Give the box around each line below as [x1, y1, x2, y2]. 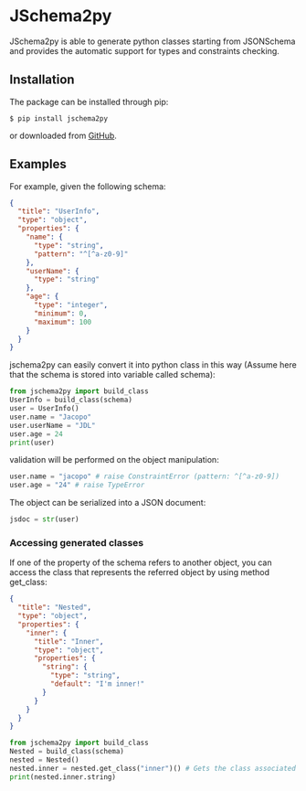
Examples [9, 156, 67, 172]
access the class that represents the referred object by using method [9, 567, 269, 578]
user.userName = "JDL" [9, 421, 96, 430]
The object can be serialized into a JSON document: [9, 497, 206, 508]
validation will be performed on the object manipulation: [9, 454, 219, 465]
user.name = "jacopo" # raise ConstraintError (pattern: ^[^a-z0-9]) [9, 472, 280, 481]
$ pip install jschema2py [9, 113, 108, 123]
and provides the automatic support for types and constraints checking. [9, 45, 280, 56]
